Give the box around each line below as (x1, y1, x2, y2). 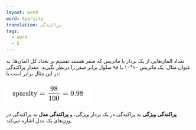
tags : (6, 28, 19, 34)
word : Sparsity (6, 15, 44, 22)
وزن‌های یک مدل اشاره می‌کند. (6, 117, 73, 124)
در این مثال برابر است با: (6, 70, 60, 76)
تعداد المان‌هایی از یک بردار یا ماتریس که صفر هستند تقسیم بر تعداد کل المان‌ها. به (6, 58, 185, 64)
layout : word (6, 9, 38, 15)
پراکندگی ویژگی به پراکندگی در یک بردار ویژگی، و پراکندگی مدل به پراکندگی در (6, 111, 177, 118)
